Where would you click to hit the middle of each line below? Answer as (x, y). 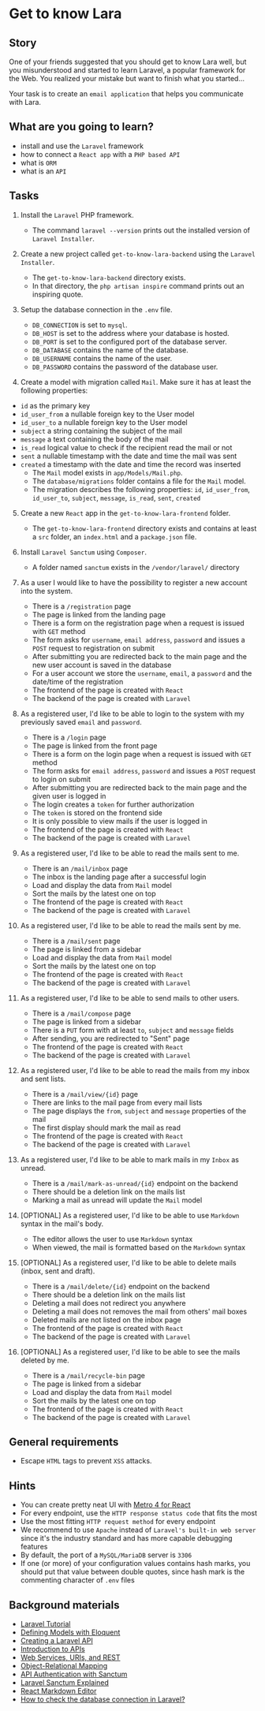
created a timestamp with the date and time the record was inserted (131, 464)
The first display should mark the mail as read (106, 1128)
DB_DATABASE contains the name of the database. (110, 350)
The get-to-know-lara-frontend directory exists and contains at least (144, 528)
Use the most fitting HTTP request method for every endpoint (118, 1522)
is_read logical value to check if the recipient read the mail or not (126, 447)
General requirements (64, 1443)
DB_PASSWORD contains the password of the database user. (125, 367)
